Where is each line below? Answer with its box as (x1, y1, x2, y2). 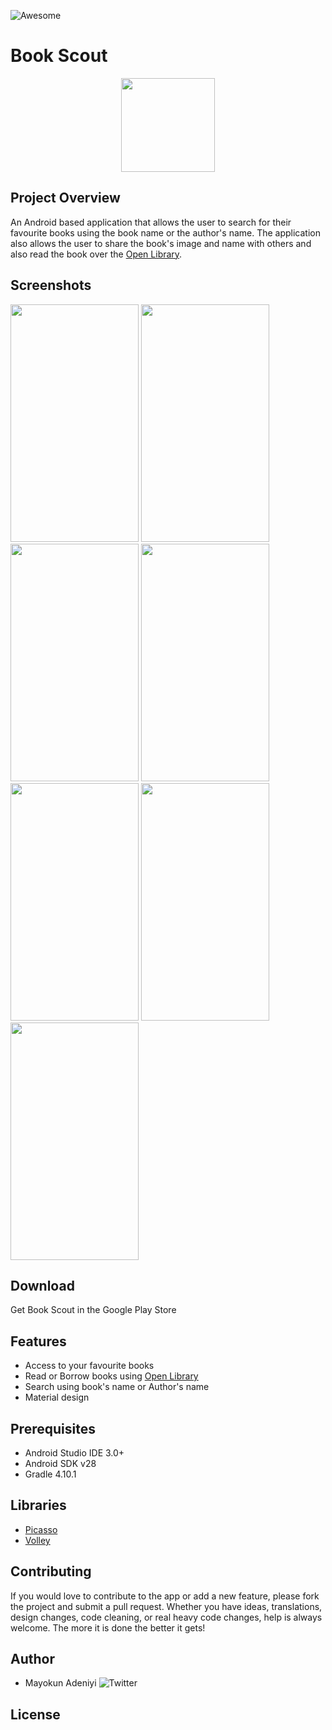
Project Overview (10, 190, 121, 207)
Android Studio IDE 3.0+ (24, 1447, 125, 1459)
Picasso (24, 1523, 58, 1535)
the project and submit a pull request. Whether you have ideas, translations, (10, 1600, 323, 1612)
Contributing (10, 1563, 92, 1580)
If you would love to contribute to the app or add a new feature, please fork (10, 1590, 320, 1602)
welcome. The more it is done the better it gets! (10, 1621, 206, 1634)
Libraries (10, 1497, 67, 1514)
